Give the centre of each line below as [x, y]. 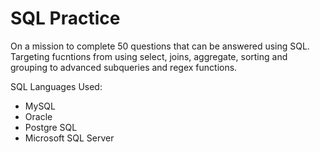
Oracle [38, 116]
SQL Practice [65, 18]
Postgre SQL [51, 127]
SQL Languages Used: [56, 86]
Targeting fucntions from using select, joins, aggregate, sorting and [149, 56]
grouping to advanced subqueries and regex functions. [124, 67]
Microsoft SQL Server [69, 138]
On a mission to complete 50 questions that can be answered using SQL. [160, 46]
